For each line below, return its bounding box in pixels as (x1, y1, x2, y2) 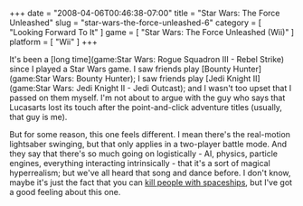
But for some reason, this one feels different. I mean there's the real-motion (9, 129, 291, 139)
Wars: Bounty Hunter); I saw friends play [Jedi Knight (52, 73, 251, 84)
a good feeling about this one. (9, 187, 121, 197)
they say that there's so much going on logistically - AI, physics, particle (9, 148, 279, 159)
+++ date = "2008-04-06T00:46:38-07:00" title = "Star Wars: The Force (9, 8, 280, 18)
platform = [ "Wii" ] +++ (9, 36, 98, 47)
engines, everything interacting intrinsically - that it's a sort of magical (9, 158, 271, 168)
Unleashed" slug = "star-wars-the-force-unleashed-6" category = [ (9, 17, 262, 28)
